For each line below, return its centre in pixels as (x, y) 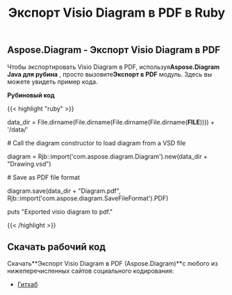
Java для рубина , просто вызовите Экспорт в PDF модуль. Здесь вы (110, 74)
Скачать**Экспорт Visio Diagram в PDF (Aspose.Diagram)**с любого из (113, 264)
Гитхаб (27, 285)
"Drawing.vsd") (29, 164)
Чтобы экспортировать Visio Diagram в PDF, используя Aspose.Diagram (114, 67)
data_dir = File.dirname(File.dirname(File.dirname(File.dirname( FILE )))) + (111, 122)
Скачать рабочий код (57, 247)
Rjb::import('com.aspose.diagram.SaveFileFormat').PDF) (88, 198)
